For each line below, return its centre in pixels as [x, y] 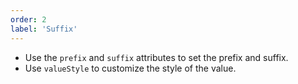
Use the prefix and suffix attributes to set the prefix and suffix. [156, 57]
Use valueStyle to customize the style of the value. [130, 68]
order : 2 [28, 19]
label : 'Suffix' [44, 29]
